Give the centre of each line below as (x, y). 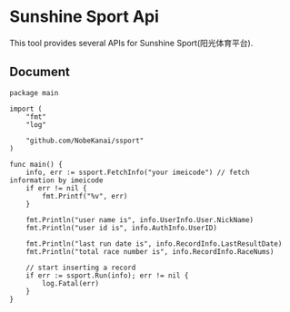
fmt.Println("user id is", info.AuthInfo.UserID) (122, 228)
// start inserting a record (81, 268)
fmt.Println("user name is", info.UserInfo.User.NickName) (140, 219)
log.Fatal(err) (71, 283)
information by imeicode (56, 180)
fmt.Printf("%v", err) (85, 196)
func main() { (36, 164)
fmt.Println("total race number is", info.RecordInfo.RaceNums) (150, 251)
